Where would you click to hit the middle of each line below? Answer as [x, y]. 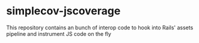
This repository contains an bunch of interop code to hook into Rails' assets [100, 27]
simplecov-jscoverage [63, 11]
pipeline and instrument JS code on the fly [59, 33]
